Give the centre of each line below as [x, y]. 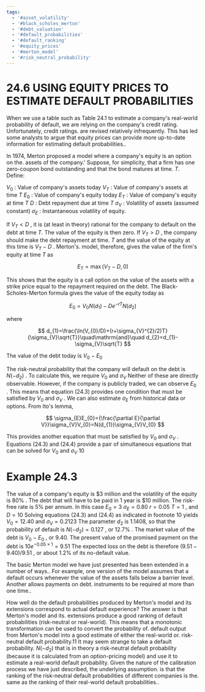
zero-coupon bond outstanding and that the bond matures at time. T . [93, 168]
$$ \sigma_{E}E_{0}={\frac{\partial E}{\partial [103, 418]
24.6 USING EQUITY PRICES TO [88, 88]
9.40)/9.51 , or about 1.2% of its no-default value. [68, 552]
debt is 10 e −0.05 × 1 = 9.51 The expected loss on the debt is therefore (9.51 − [102, 546]
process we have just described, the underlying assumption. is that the [96, 669]
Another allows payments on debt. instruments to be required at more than [100, 584]
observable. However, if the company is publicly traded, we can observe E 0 [102, 384]
